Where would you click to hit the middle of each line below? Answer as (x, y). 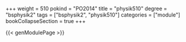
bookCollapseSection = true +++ (46, 21)
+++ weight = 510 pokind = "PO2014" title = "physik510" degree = (86, 9)
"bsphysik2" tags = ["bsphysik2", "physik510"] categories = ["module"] (93, 15)
